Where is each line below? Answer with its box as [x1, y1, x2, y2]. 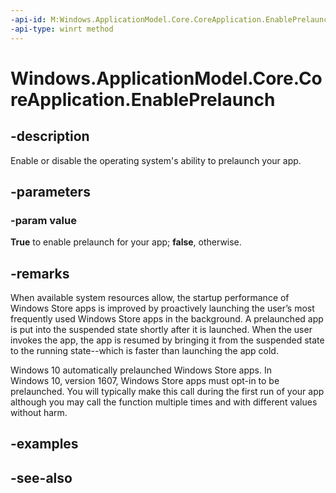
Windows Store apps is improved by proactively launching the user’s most [10, 302, 315, 314]
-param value [10, 213, 77, 227]
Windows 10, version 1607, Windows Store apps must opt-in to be [10, 375, 280, 386]
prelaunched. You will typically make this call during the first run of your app [10, 386, 325, 397]
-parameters [10, 183, 91, 200]
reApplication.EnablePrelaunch [10, 88, 276, 111]
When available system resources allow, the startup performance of [10, 292, 290, 303]
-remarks [10, 265, 70, 282]
